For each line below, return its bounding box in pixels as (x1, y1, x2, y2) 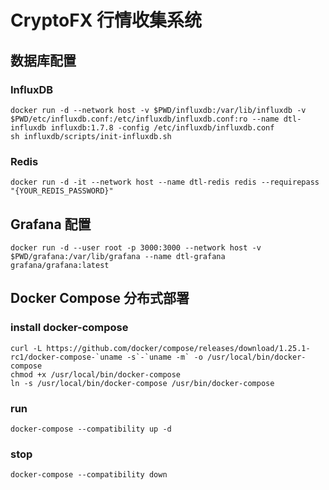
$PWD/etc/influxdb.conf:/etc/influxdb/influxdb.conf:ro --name (10, 114, 280, 124)
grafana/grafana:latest (10, 260, 110, 270)
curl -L (10, 343, 43, 353)
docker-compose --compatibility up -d (10, 424, 172, 434)
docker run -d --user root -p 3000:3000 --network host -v (10, 242, 262, 253)
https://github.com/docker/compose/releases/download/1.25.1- (46, 343, 311, 353)
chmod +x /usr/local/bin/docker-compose (10, 369, 182, 380)
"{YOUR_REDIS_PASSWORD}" (10, 186, 114, 196)
